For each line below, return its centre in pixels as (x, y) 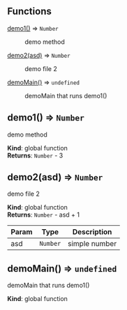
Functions (30, 11)
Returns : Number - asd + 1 (44, 215)
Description (92, 232)
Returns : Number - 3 (35, 155)
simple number (92, 244)
